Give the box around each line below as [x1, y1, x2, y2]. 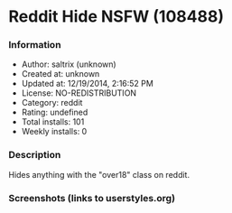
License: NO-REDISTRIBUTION [21, 88, 137, 98]
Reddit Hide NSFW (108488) [8, 6, 225, 27]
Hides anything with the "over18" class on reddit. [8, 169, 190, 180]
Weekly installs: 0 [21, 126, 88, 137]
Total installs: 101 [21, 116, 85, 127]
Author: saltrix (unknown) [21, 59, 116, 69]
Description [8, 149, 61, 162]
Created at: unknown [21, 69, 100, 79]
